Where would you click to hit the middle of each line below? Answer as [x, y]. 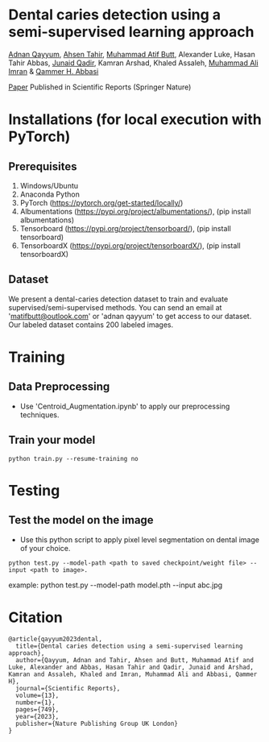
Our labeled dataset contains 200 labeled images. [91, 325]
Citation [35, 617]
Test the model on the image [81, 520]
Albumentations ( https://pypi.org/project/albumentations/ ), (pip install [135, 211]
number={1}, [36, 703]
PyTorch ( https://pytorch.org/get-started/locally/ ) [101, 202]
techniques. [39, 415]
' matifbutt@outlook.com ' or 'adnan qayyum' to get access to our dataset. [130, 316]
